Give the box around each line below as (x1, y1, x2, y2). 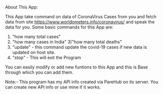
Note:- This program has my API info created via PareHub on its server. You (5, 79, 159, 85)
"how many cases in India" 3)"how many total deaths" (12, 39, 122, 45)
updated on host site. (12, 49, 56, 55)
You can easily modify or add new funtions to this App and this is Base (5, 64, 148, 70)
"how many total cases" (12, 34, 61, 39)
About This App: (5, 4, 38, 10)
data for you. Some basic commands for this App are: (5, 24, 114, 30)
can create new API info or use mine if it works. (5, 84, 101, 90)
